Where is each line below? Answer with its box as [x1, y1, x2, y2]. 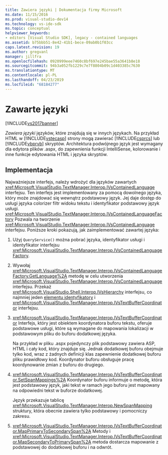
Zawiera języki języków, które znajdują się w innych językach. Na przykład [5, 130, 159, 136]
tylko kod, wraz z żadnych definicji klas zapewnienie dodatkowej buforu [12, 351, 161, 357]
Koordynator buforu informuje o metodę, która [67, 377, 162, 383]
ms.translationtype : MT [5, 68, 55, 73]
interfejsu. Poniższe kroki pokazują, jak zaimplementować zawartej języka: [5, 227, 159, 233]
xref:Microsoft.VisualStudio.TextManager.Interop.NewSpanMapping [12, 402, 152, 409]
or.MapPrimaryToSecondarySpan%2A [12, 428, 92, 434]
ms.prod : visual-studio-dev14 [5, 17, 69, 22]
